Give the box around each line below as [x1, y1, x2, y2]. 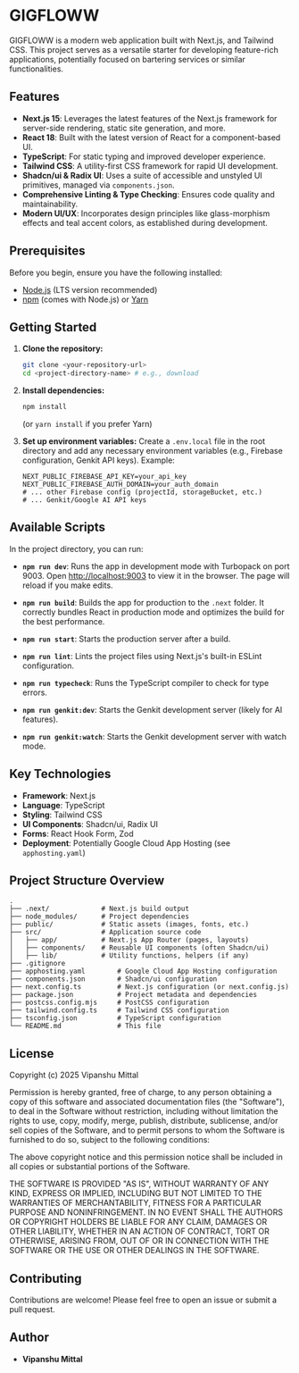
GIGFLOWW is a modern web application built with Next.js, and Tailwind [9, 35, 274, 46]
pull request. [9, 1304, 55, 1315]
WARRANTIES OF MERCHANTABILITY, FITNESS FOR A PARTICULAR [9, 1198, 262, 1209]
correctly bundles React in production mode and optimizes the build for [21, 607, 285, 617]
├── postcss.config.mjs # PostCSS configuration [9, 998, 210, 1008]
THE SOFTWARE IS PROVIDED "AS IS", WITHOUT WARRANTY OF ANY [9, 1178, 270, 1189]
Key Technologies [9, 766, 112, 782]
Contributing [9, 1270, 82, 1286]
